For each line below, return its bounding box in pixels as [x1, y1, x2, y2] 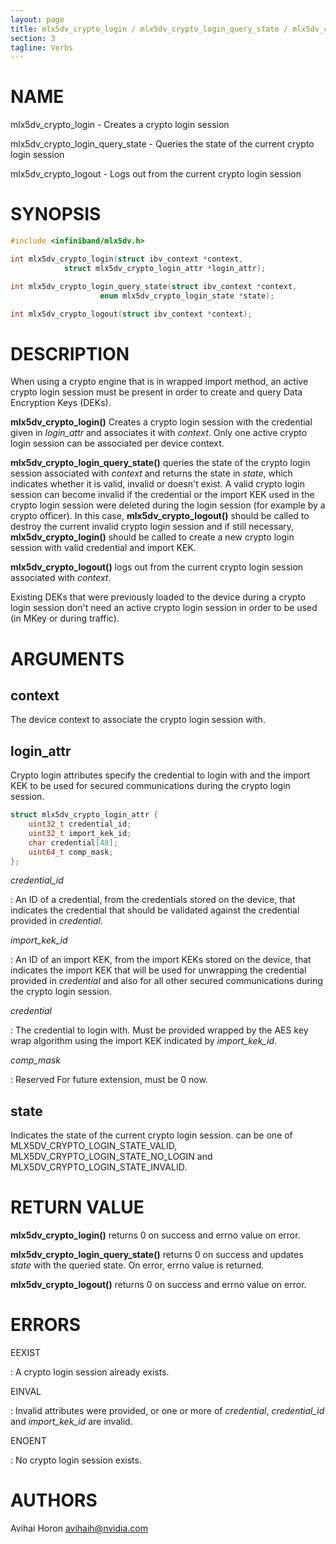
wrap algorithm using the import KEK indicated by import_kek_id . [10, 1035, 278, 1047]
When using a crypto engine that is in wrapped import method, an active [10, 376, 309, 388]
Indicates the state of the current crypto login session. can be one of [10, 1129, 293, 1141]
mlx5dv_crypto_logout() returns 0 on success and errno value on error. [10, 1279, 307, 1291]
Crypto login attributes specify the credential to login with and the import [10, 769, 311, 781]
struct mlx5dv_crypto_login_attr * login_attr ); [63, 263, 267, 273]
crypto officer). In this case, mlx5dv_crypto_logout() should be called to [10, 510, 310, 522]
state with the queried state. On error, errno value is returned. [10, 1259, 265, 1271]
